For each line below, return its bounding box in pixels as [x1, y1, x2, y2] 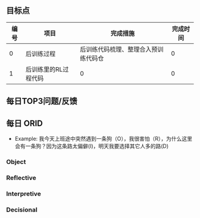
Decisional [6, 206, 37, 214]
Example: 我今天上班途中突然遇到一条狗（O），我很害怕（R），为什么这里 [14, 135, 192, 143]
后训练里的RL [26, 65, 63, 73]
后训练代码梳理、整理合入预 [80, 45, 158, 53]
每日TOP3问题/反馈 [6, 96, 77, 106]
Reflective [6, 173, 37, 182]
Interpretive [6, 189, 42, 198]
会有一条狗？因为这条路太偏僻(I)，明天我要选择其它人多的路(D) [14, 143, 169, 150]
